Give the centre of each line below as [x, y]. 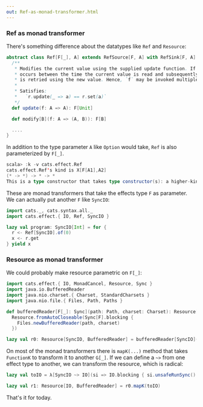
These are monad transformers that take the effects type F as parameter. [97, 193]
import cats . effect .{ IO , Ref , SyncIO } [58, 216]
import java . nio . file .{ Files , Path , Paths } [64, 300]
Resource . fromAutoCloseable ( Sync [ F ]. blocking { [73, 317]
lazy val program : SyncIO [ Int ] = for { [56, 227]
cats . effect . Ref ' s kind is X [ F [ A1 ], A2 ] [56, 170]
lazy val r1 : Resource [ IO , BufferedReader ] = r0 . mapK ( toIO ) [84, 386]
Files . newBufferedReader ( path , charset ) [69, 323]
